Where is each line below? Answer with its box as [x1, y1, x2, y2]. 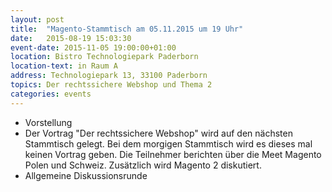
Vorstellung [24, 116, 73, 128]
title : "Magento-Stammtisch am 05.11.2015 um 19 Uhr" [10, 24, 244, 34]
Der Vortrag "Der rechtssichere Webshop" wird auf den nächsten [24, 127, 293, 139]
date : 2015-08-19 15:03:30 [10, 33, 132, 43]
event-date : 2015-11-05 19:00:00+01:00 [10, 42, 177, 53]
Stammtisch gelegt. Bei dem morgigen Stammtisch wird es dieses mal [24, 137, 313, 150]
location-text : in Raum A [10, 61, 118, 71]
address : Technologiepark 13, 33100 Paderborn [10, 71, 208, 81]
